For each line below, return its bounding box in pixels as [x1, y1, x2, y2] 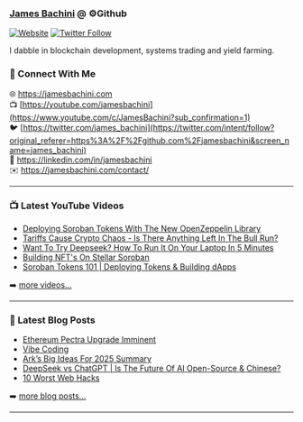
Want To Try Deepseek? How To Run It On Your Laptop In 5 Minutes [22, 242, 274, 252]
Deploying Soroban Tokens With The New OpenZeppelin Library [22, 223, 262, 234]
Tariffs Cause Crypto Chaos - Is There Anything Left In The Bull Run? [22, 233, 279, 243]
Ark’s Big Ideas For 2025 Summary [22, 353, 151, 364]
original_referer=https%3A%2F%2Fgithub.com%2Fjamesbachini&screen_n [9, 134, 290, 146]
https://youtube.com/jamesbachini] [22, 98, 153, 110]
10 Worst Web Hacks [22, 372, 101, 383]
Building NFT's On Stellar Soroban [22, 252, 151, 262]
